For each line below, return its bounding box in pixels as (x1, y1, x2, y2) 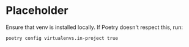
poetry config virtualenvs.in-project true (6, 35, 119, 41)
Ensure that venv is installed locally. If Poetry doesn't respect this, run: (6, 23, 183, 31)
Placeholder (6, 4, 69, 17)
